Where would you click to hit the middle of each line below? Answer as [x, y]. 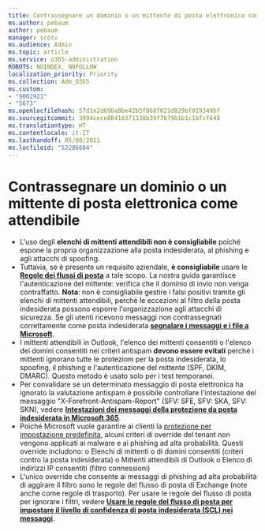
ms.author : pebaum [38, 23]
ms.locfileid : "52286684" [50, 148]
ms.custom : [26, 89]
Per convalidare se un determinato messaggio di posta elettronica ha [131, 384]
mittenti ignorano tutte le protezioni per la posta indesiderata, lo [123, 359]
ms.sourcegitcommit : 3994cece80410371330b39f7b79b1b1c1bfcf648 [114, 118]
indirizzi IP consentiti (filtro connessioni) [85, 468]
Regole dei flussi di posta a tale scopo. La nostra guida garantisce [128, 275]
